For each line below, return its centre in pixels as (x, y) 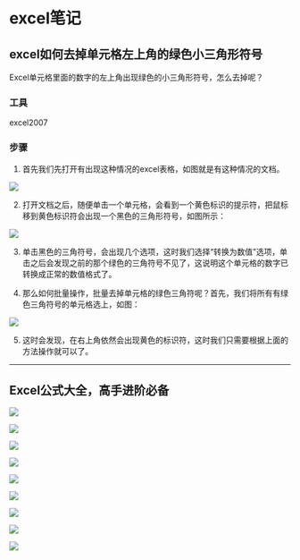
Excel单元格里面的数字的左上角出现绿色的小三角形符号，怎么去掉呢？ (137, 77)
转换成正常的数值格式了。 (69, 274)
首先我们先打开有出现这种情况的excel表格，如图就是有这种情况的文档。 (153, 169)
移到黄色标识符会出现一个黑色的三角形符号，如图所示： (124, 216)
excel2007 (29, 123)
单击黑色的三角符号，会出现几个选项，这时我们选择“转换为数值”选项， (151, 251)
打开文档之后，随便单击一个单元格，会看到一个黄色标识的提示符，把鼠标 (155, 204)
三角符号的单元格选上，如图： (85, 304)
